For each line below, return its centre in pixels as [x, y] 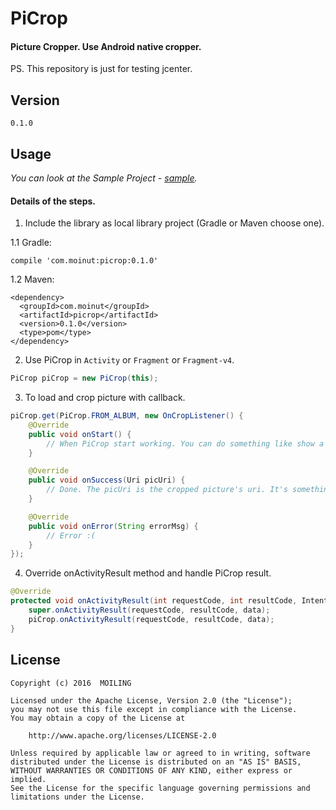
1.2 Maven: [32, 279]
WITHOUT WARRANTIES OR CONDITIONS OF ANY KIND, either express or [151, 770]
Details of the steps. [53, 201]
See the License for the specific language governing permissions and [160, 788]
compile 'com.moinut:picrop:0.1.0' [84, 261]
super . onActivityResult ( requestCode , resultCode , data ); [149, 610]
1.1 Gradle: [31, 243]
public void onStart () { [80, 434]
